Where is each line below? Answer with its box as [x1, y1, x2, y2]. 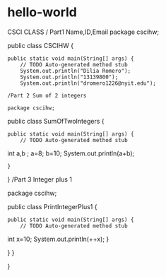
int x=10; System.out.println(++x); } [7, 235, 109, 243]
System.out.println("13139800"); [20, 73, 119, 81]
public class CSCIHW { [7, 41, 74, 49]
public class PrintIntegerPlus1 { [7, 202, 97, 211]
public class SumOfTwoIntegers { [7, 117, 105, 125]
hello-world [7, 4, 78, 20]
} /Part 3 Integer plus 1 [7, 175, 73, 184]
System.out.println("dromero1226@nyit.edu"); [20, 79, 157, 87]
